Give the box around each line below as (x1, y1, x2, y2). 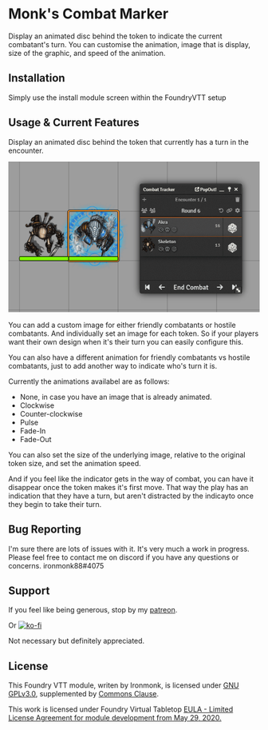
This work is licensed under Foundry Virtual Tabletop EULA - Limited (8, 704, 234, 714)
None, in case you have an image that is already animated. (19, 392, 213, 401)
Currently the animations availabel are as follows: (8, 377, 170, 386)
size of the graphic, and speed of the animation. (8, 48, 166, 58)
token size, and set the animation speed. (8, 458, 141, 468)
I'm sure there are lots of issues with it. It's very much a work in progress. (8, 544, 250, 553)
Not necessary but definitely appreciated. (8, 636, 145, 646)
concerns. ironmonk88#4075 (8, 560, 104, 570)
